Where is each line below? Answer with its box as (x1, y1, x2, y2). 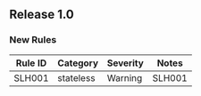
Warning (106, 71, 143, 84)
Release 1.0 (9, 7, 74, 22)
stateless (57, 71, 96, 84)
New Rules (9, 34, 57, 46)
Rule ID (15, 57, 47, 69)
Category (57, 57, 99, 69)
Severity (106, 57, 145, 69)
